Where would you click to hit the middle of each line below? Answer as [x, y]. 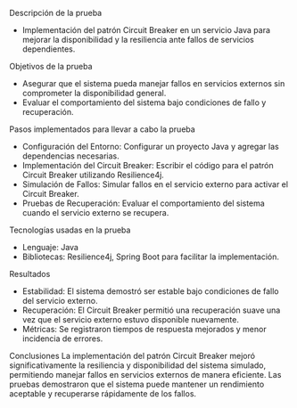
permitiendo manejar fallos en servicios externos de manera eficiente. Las [145, 375]
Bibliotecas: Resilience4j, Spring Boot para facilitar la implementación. [150, 257]
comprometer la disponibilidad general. [94, 93]
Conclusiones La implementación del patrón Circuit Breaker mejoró [132, 356]
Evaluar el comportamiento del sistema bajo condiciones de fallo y [144, 102]
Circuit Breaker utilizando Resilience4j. [93, 175]
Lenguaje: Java [50, 247]
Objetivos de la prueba [51, 66]
